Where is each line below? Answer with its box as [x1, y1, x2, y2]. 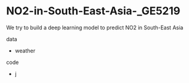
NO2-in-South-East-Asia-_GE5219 [6, 4, 181, 18]
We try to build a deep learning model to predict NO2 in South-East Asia [6, 24, 184, 31]
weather [14, 47, 36, 54]
